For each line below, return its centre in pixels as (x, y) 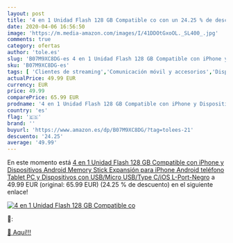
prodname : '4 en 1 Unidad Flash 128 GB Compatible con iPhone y (102, 104)
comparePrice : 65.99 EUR (43, 98)
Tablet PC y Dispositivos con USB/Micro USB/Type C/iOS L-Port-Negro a (111, 177)
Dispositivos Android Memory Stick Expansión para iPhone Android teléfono (116, 170)
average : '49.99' (32, 143)
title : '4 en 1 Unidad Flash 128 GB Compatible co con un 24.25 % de (110, 20)
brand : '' (21, 123)
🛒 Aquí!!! (19, 233)
